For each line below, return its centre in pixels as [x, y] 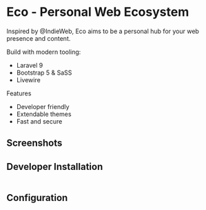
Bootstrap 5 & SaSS [44, 73]
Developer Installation [55, 166]
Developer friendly [43, 106]
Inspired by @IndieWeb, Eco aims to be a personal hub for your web [103, 31]
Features [19, 93]
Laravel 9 [30, 65]
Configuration [37, 198]
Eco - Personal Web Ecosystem [98, 12]
